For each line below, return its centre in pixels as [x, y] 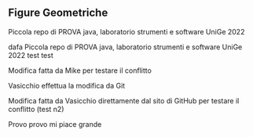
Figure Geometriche [58, 13]
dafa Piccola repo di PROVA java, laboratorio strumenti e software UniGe [125, 47]
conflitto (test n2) [36, 109]
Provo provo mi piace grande [55, 124]
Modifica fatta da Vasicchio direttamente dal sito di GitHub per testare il [124, 100]
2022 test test [31, 55]
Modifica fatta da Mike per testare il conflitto [80, 70]
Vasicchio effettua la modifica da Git [67, 85]
